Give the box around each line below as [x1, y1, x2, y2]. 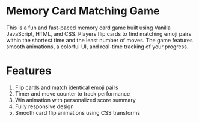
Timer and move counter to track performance [14, 90, 130, 97]
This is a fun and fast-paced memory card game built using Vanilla [6, 24, 171, 31]
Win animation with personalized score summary [14, 96, 136, 103]
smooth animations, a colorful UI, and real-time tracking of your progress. [6, 43, 189, 50]
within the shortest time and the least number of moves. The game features [6, 36, 194, 44]
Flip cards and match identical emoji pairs [14, 84, 118, 91]
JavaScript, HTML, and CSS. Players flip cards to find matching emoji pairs [6, 30, 192, 37]
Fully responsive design [14, 103, 74, 110]
